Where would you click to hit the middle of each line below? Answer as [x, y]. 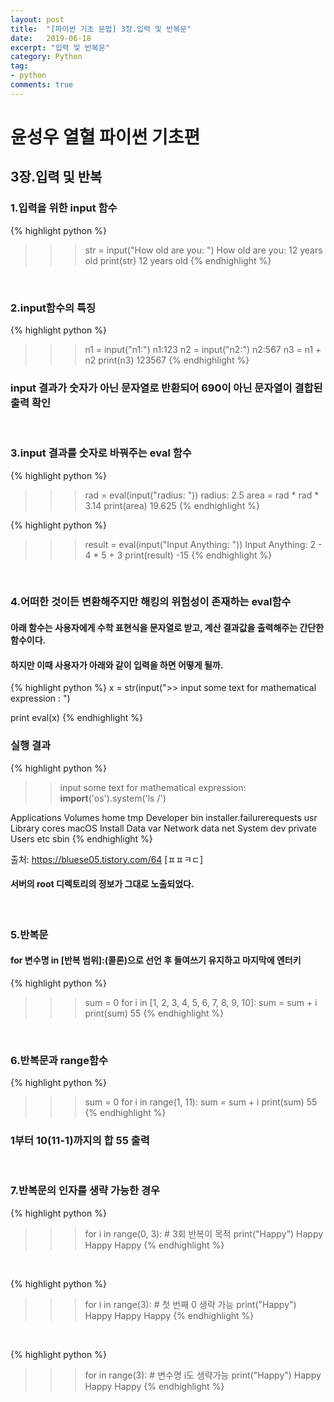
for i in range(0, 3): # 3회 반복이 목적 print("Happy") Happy [204, 1233]
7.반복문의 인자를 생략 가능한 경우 [85, 1191]
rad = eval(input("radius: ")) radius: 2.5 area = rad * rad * [202, 495]
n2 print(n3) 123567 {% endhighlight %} [167, 360]
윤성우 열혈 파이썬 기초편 [105, 137]
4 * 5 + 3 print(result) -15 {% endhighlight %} [178, 555]
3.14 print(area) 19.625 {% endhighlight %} [172, 505]
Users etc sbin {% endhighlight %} [81, 838]
